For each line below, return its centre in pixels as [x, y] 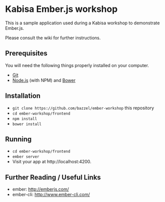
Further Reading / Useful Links [53, 177]
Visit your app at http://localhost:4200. [52, 162]
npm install [25, 119]
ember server [26, 157]
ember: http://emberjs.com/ [41, 189]
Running [19, 139]
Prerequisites [26, 53]
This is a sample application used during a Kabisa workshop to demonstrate [82, 23]
